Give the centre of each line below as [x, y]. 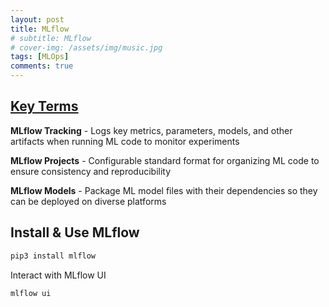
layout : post [37, 19]
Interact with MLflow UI [58, 275]
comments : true [42, 66]
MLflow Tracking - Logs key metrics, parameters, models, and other [151, 130]
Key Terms [44, 106]
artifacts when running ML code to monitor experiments [125, 141]
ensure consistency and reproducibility [91, 171]
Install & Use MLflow [75, 232]
